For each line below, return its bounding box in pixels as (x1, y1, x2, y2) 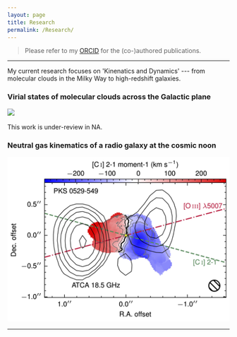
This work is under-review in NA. (7, 122, 103, 131)
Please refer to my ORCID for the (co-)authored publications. (24, 47, 202, 55)
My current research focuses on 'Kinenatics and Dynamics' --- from (7, 67, 206, 76)
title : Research (7, 18, 55, 26)
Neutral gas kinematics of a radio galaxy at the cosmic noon (7, 140, 217, 150)
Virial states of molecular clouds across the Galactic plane (7, 92, 212, 102)
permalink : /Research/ (7, 26, 74, 33)
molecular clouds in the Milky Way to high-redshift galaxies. (7, 74, 181, 83)
